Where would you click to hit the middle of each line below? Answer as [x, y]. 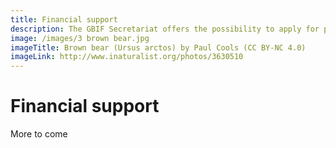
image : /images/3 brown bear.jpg [80, 38]
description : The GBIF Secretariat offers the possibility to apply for [165, 29]
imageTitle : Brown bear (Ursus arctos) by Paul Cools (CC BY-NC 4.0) [158, 47]
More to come [39, 134]
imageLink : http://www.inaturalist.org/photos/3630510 [127, 57]
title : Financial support [64, 19]
